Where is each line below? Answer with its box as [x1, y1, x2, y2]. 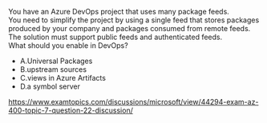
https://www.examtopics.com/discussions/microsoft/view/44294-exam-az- [8, 97, 259, 106]
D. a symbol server [19, 81, 81, 91]
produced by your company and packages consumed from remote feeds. [8, 24, 251, 33]
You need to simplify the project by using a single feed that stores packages [8, 15, 260, 25]
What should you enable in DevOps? [8, 41, 128, 50]
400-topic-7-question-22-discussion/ [8, 105, 134, 115]
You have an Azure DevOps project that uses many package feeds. [8, 7, 230, 16]
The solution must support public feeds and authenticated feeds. [8, 32, 223, 42]
